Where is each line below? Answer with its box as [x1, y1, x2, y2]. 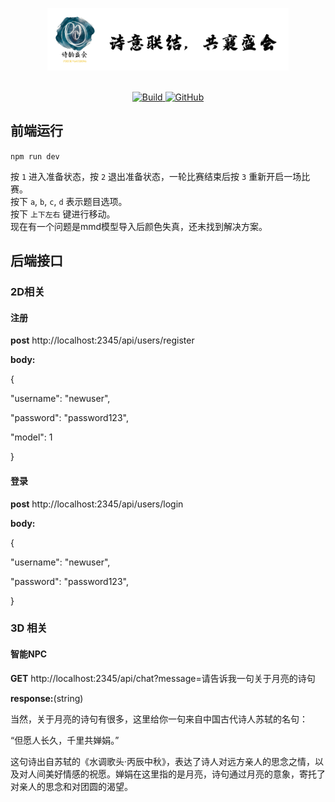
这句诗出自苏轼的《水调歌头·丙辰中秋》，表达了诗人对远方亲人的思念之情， [10, 755, 316, 767]
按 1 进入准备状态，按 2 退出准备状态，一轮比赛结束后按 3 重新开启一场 [10, 170, 302, 182]
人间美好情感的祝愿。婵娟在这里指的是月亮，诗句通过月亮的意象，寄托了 [27, 768, 326, 780]
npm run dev [10, 151, 60, 162]
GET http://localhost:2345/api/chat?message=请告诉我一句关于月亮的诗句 [10, 672, 316, 684]
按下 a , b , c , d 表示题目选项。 [10, 195, 128, 207]
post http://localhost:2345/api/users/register [10, 334, 195, 347]
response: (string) [10, 692, 84, 704]
